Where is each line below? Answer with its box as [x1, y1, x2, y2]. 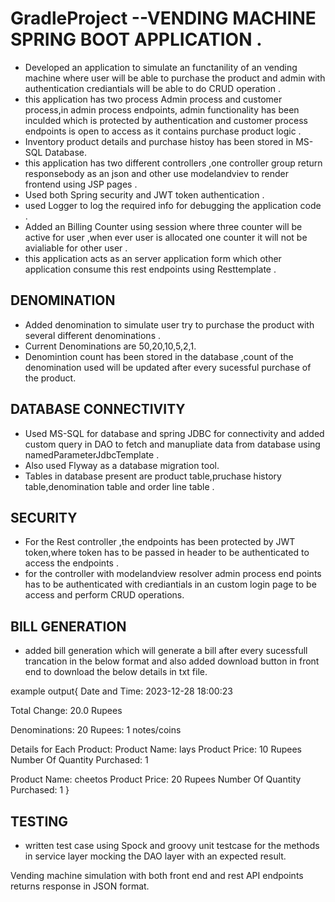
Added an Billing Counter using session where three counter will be [24, 220, 303, 232]
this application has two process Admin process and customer [24, 93, 283, 105]
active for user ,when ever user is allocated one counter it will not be [24, 231, 308, 243]
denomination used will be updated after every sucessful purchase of [24, 361, 312, 373]
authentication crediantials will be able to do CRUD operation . [24, 82, 282, 94]
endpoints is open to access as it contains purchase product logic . [24, 125, 302, 137]
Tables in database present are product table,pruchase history [24, 470, 282, 482]
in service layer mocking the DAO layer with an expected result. [24, 850, 287, 862]
